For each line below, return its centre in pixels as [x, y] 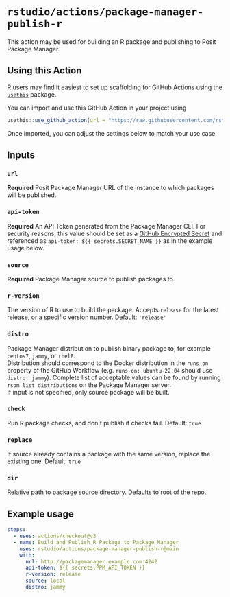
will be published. [32, 195]
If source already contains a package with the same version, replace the [109, 454]
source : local [46, 581]
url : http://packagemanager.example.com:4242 [91, 561]
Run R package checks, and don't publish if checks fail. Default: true [104, 423]
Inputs [21, 155]
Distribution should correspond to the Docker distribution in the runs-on [108, 363]
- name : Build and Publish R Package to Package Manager [96, 542]
